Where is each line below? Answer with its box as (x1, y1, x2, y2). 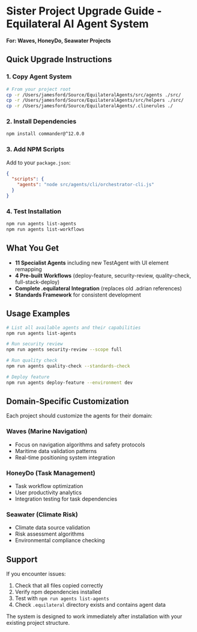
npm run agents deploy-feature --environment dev (6, 380, 133, 386)
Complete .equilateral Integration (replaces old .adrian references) (14, 284, 182, 292)
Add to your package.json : (6, 158, 71, 166)
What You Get (6, 243, 59, 254)
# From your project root (6, 86, 71, 92)
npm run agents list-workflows (6, 227, 85, 233)
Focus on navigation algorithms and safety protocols (14, 441, 145, 448)
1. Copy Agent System (6, 72, 72, 81)
